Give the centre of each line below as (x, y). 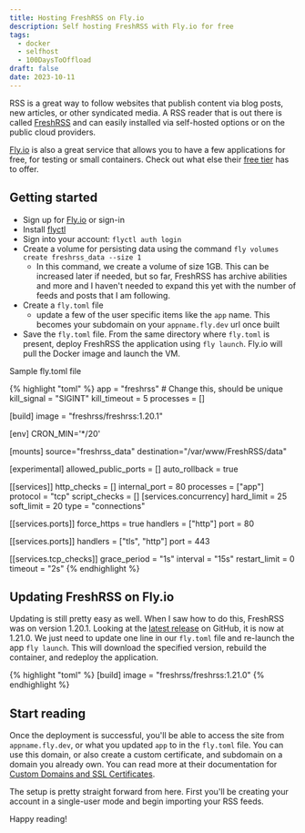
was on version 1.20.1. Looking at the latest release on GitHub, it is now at (147, 628)
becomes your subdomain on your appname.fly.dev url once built (158, 324)
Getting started (54, 198)
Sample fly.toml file (46, 371)
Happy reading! (38, 819)
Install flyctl (44, 229)
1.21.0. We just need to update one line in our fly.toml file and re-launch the (152, 638)
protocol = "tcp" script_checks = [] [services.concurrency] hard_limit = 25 (148, 496)
